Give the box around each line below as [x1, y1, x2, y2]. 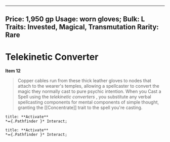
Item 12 [5, 68, 21, 74]
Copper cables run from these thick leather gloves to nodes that [17, 78, 152, 84]
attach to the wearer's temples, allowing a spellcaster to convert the [17, 83, 159, 89]
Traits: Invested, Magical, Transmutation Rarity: [5, 23, 159, 31]
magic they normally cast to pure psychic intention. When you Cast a [17, 88, 161, 94]
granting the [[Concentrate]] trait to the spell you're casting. [17, 104, 143, 111]
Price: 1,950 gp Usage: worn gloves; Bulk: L [5, 15, 145, 23]
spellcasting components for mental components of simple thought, [17, 99, 159, 105]
